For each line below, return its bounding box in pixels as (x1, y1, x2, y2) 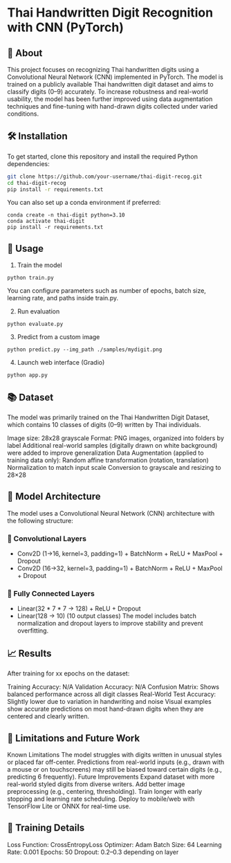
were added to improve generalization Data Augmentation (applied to (7, 448, 204, 457)
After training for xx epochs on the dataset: (7, 669, 130, 678)
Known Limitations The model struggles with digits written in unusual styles (7, 751, 223, 759)
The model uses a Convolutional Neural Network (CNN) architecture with (7, 509, 215, 517)
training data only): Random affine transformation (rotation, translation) (7, 456, 209, 464)
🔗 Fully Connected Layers (7, 589, 95, 599)
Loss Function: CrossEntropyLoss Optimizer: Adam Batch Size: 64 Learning (7, 840, 222, 848)
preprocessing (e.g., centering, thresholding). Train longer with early (7, 788, 203, 796)
